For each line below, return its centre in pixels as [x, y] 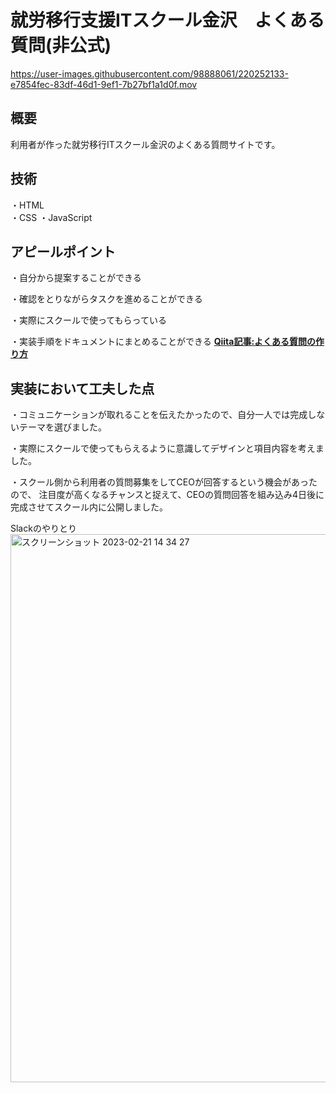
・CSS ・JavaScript [51, 217]
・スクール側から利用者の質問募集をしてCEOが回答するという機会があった [164, 482]
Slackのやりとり [43, 528]
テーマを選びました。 [60, 427]
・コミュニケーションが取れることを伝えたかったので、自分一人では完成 [159, 415]
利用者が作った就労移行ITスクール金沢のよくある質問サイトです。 [145, 144]
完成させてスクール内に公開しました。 [89, 507]
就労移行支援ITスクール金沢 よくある [167, 20]
